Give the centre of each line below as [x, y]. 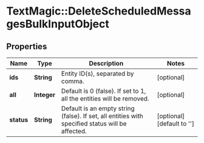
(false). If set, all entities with [102, 116]
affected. [74, 131]
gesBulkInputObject [58, 24]
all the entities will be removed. [105, 98]
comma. [73, 81]
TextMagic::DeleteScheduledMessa [99, 11]
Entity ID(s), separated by [97, 74]
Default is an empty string [98, 108]
